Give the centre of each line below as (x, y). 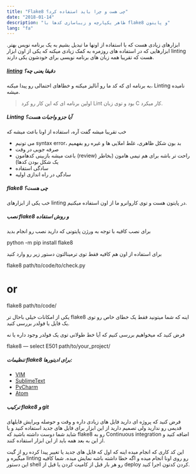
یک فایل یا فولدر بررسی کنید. (38, 323)
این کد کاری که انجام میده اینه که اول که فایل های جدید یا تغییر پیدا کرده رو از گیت (95, 452)
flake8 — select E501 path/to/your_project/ (59, 346)
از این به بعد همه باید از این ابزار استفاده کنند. (56, 440)
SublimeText (30, 381)
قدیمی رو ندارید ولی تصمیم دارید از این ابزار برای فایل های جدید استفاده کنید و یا (94, 428)
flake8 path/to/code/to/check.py (46, 265)
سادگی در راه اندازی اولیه (43, 175)
